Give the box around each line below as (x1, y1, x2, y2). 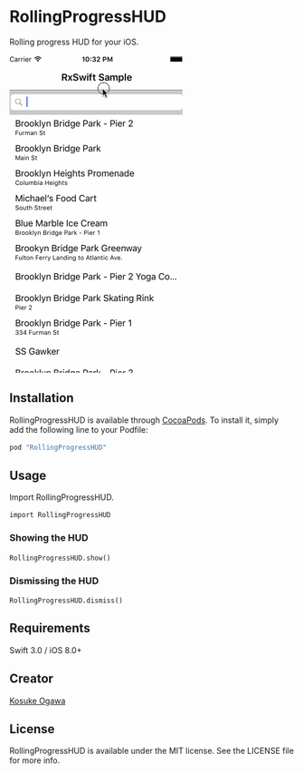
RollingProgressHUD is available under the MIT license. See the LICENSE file (9, 746, 294, 757)
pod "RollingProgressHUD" (9, 443, 107, 452)
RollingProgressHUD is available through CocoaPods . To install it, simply (9, 415, 279, 426)
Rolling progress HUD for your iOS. (9, 36, 139, 47)
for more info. (9, 755, 61, 766)
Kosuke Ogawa (9, 695, 66, 706)
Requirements (9, 621, 90, 636)
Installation (9, 390, 74, 406)
